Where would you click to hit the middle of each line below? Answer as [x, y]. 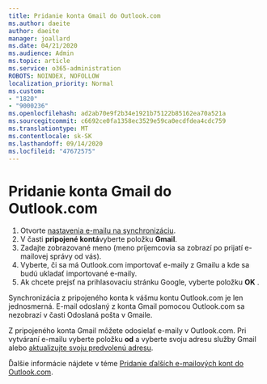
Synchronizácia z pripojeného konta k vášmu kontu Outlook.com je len [126, 298]
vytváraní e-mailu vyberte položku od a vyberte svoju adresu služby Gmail [132, 340]
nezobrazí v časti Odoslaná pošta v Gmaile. [81, 315]
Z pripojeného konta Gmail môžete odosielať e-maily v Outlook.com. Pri [127, 331]
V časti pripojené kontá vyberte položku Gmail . [99, 239]
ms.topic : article [39, 61]
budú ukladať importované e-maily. [78, 274]
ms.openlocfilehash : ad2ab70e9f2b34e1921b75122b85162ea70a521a [117, 114]
